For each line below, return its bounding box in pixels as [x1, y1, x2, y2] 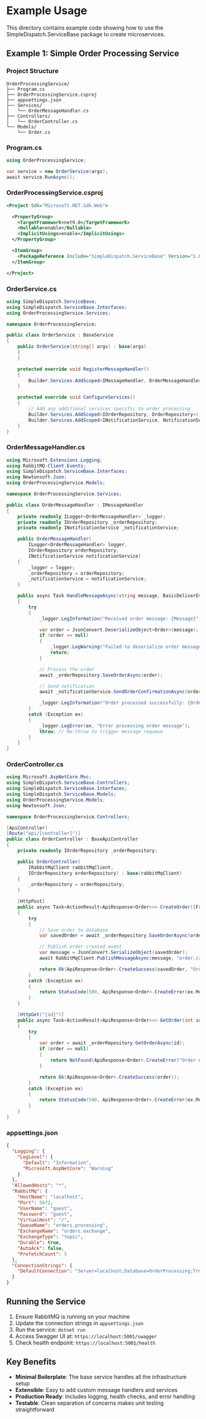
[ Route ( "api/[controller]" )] [6, 831, 81, 837]
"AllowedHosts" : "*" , [12, 1182, 67, 1189]
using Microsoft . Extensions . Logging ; [6, 457, 103, 463]
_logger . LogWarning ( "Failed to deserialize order [50, 644, 180, 650]
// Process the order [39, 666, 95, 673]
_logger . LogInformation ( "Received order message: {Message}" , [39, 616, 202, 622]
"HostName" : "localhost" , [17, 1194, 84, 1200]
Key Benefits [6, 1357, 56, 1367]
